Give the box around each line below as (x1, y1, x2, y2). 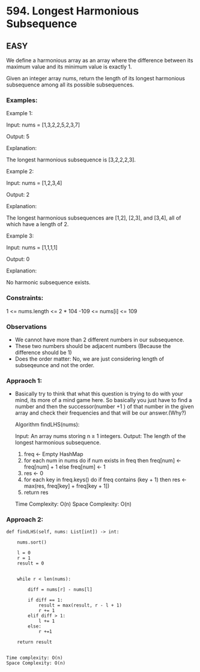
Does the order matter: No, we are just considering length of (14, 355, 165, 362)
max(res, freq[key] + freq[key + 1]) (23, 482, 110, 490)
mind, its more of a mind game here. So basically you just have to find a (14, 397, 192, 404)
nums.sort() (17, 539, 47, 545)
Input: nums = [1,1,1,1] (6, 244, 58, 251)
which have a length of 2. (6, 221, 69, 228)
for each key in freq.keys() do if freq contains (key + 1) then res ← (23, 476, 187, 484)
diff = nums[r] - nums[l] (28, 587, 93, 593)
